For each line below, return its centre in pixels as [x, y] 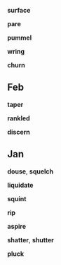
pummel [20, 38]
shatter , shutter [30, 239]
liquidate [20, 185]
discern [19, 132]
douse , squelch [30, 171]
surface [19, 10]
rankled [19, 118]
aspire [17, 226]
